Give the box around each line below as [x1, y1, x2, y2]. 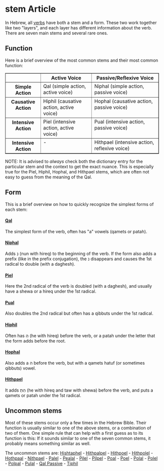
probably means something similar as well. [5, 440, 91, 446]
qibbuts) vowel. [5, 365, 36, 371]
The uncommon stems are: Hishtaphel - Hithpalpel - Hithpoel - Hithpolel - [5, 450, 153, 456]
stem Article [5, 3, 56, 15]
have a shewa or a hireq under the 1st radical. [5, 288, 97, 295]
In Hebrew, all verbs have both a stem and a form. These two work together [5, 20, 157, 25]
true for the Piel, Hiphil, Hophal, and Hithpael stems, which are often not [5, 169, 150, 174]
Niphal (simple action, [94, 82, 144, 89]
